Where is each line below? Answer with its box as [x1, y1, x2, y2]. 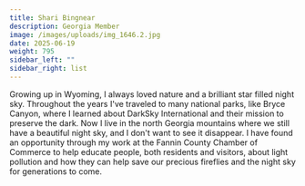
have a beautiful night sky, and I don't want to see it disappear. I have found [9, 127, 293, 138]
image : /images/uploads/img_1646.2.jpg [9, 30, 161, 39]
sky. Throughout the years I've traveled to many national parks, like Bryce [9, 98, 286, 109]
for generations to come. [9, 165, 103, 177]
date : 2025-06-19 [9, 38, 76, 48]
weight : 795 [9, 47, 55, 56]
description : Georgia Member [9, 22, 120, 31]
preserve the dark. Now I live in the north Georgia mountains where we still [9, 117, 290, 128]
